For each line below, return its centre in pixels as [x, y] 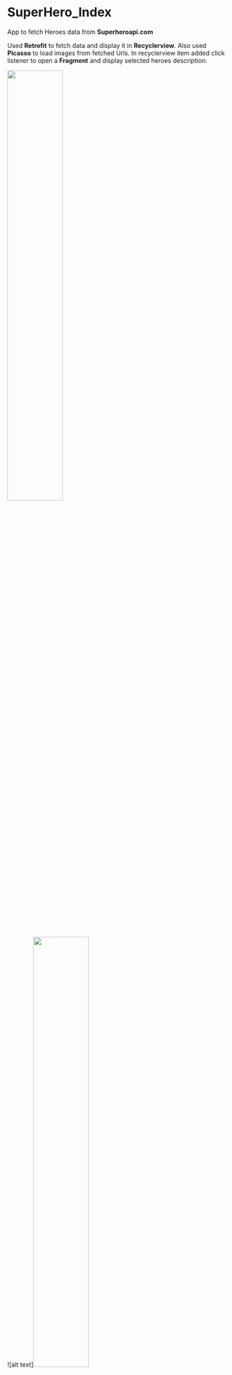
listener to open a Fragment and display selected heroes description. [107, 60]
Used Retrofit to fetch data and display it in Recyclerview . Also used [107, 45]
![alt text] [20, 1364]
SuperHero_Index [60, 12]
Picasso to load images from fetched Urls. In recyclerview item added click [116, 53]
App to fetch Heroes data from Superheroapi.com [80, 32]
